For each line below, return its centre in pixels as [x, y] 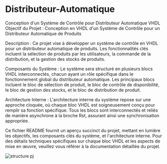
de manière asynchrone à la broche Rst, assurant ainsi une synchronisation [82, 115]
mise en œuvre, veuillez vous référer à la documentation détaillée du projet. [83, 146]
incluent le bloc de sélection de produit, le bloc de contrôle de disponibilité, [82, 84]
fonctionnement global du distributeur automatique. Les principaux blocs [80, 79]
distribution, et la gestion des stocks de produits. [55, 59]
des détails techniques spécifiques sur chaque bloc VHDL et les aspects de [83, 141]
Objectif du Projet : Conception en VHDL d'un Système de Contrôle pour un [83, 28]
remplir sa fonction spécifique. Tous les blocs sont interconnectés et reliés [82, 110]
